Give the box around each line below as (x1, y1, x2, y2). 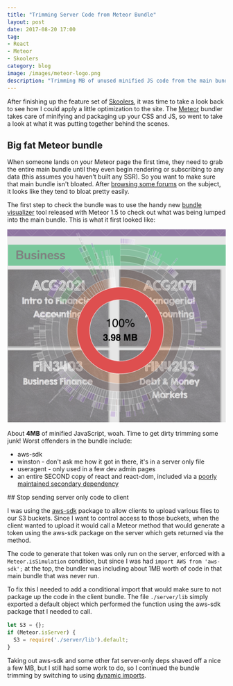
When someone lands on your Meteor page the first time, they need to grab (7, 158, 223, 166)
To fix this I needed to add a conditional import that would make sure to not (7, 585, 222, 594)
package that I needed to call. (7, 607, 92, 616)
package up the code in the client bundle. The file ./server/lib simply (7, 593, 209, 601)
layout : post (7, 18, 45, 26)
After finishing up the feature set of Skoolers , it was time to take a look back (7, 97, 224, 106)
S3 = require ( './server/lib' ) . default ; (13, 637, 129, 644)
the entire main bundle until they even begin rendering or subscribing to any (7, 165, 224, 174)
